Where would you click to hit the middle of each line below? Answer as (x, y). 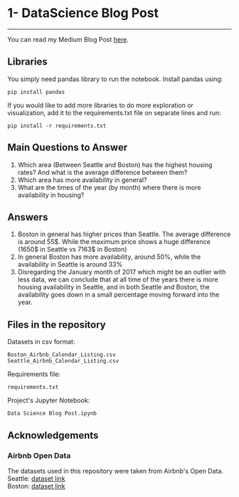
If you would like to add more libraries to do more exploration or (101, 105)
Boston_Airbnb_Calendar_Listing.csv (62, 355)
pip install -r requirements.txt (57, 126)
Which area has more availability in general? (82, 180)
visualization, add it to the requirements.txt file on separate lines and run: (115, 112)
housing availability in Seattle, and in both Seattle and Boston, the (113, 287)
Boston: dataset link (36, 486)
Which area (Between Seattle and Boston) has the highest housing (115, 164)
